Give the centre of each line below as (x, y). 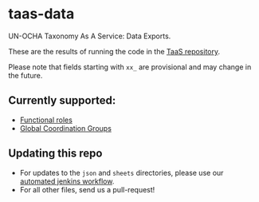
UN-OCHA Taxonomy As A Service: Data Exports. (90, 36)
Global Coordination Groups (65, 128)
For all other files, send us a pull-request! (87, 189)
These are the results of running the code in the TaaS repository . (114, 51)
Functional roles (46, 120)
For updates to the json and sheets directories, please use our (122, 172)
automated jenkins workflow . (67, 181)
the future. (26, 75)
